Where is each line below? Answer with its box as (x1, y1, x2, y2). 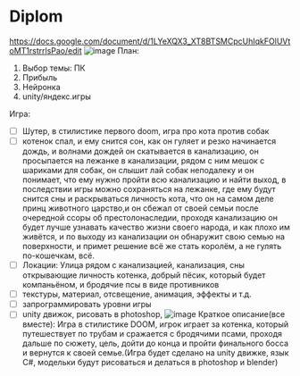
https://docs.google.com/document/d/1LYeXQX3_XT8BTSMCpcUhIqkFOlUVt (9, 36, 291, 46)
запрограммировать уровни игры (21, 299, 152, 310)
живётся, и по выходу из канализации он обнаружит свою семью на (21, 231, 286, 242)
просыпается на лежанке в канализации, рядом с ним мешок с (21, 155, 265, 166)
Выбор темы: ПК (21, 63, 86, 73)
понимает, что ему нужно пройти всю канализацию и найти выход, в (21, 174, 287, 185)
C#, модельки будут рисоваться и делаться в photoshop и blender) (21, 357, 279, 368)
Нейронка (21, 81, 61, 92)
